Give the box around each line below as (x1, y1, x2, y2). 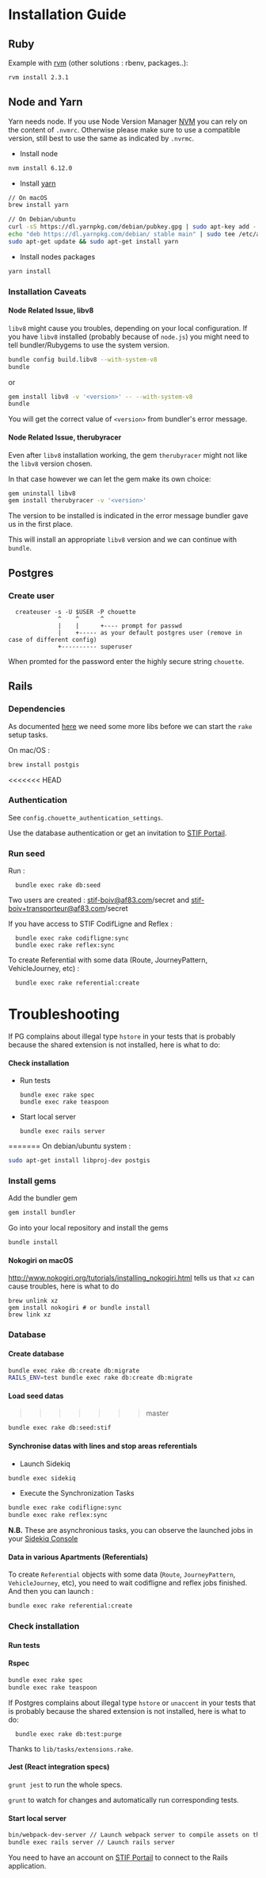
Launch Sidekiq (19, 1458, 71, 1469)
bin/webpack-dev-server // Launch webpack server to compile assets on (8, 1831, 249, 1839)
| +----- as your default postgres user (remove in (58, 628, 243, 636)
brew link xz (8, 1311, 51, 1319)
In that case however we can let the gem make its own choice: (8, 474, 211, 483)
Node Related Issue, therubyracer (8, 432, 122, 442)
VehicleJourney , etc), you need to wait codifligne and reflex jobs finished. (8, 1578, 248, 1588)
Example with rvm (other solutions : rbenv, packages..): (8, 58, 188, 67)
